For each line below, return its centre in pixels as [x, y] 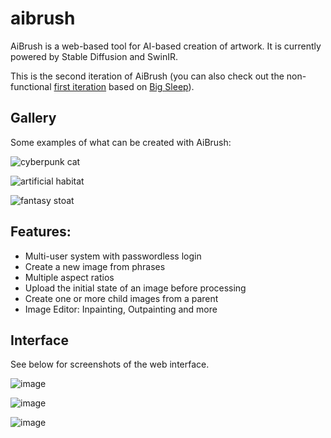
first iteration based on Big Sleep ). [124, 86]
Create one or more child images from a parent [121, 298]
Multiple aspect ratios [69, 277]
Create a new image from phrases [95, 266]
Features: [41, 232]
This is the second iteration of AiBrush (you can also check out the [147, 76]
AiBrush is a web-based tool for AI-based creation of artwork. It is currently [166, 46]
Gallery [33, 118]
